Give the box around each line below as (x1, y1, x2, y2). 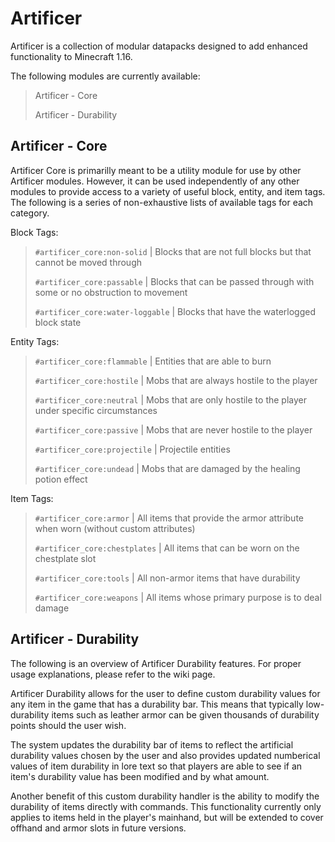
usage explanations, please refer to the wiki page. (10, 668, 216, 680)
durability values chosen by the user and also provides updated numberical (10, 749, 321, 761)
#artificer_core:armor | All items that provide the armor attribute (34, 512, 304, 524)
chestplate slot (34, 552, 97, 564)
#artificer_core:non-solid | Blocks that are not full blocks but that (34, 245, 312, 257)
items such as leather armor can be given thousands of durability (51, 708, 320, 721)
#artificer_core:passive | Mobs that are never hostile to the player (34, 423, 313, 436)
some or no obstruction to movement (34, 286, 188, 298)
